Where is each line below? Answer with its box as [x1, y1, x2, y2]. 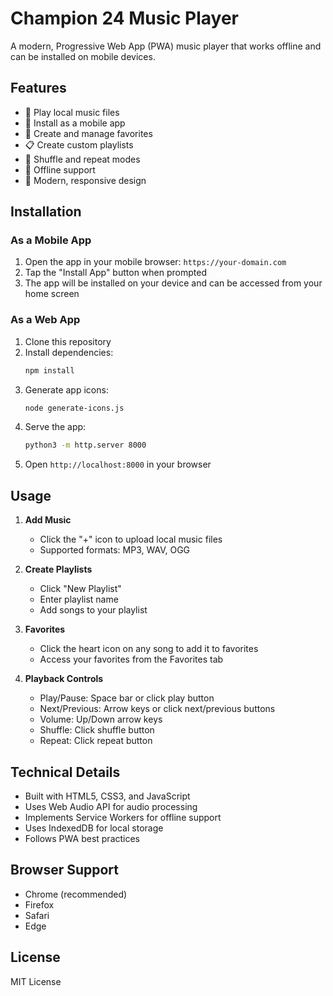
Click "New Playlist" [39, 583, 122, 595]
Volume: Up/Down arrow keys [39, 713, 163, 726]
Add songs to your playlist [39, 604, 148, 616]
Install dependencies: [24, 346, 114, 358]
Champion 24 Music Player [10, 7, 240, 30]
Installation [10, 203, 82, 221]
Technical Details [10, 763, 121, 781]
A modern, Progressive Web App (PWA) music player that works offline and [10, 40, 322, 52]
